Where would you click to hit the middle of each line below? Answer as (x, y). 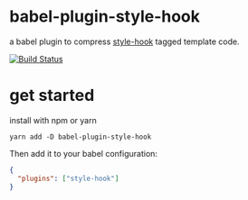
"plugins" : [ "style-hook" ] (68, 178)
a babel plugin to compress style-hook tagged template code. (124, 41)
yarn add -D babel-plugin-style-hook (81, 137)
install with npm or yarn (53, 120)
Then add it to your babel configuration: (84, 153)
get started (52, 95)
